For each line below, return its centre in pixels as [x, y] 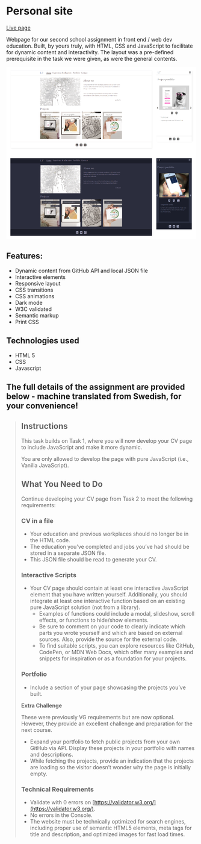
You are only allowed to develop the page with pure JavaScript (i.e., [105, 458]
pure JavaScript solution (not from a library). [85, 607]
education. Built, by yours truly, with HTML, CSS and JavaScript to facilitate [100, 46]
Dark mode [29, 302]
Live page [19, 28]
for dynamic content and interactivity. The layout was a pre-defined [90, 52]
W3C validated [33, 309]
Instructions [44, 426]
